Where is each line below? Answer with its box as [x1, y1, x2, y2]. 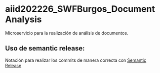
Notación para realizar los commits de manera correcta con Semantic [5, 57, 147, 63]
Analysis [5, 14, 42, 25]
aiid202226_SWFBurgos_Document [5, 3, 156, 15]
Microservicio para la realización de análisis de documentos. [5, 30, 128, 36]
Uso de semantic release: [5, 44, 85, 52]
